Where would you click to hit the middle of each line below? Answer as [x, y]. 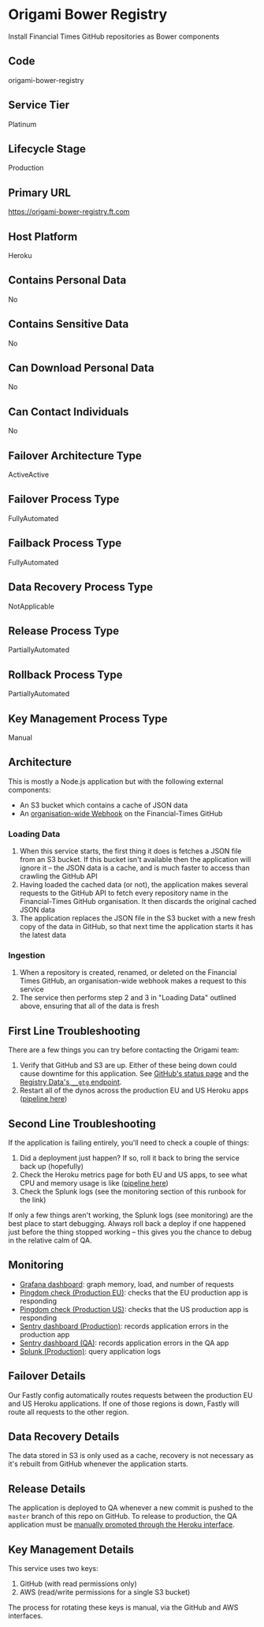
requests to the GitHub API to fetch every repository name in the [124, 893]
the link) [33, 1200]
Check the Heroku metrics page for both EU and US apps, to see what [134, 1175]
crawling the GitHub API [58, 876]
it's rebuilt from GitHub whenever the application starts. [99, 1464]
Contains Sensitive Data [69, 324]
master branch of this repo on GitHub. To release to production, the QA [123, 1516]
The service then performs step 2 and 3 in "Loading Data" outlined [128, 998]
